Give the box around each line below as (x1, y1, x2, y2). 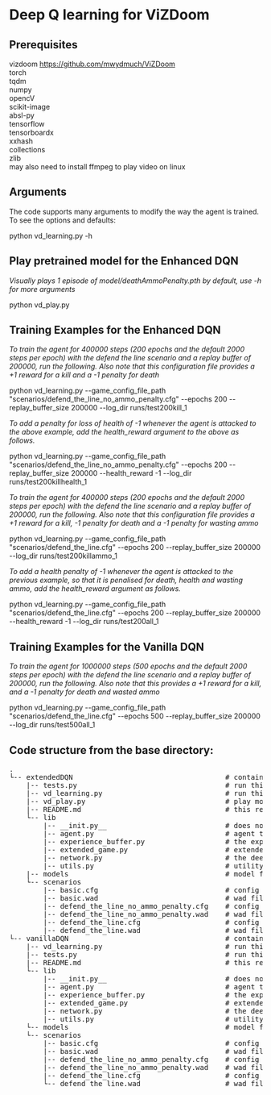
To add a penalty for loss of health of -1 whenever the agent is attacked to (9, 418, 257, 428)
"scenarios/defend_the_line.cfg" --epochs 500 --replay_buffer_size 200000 (9, 711, 261, 721)
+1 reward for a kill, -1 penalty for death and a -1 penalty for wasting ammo (9, 518, 259, 528)
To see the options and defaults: (9, 215, 116, 225)
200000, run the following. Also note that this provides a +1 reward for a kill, (9, 679, 262, 689)
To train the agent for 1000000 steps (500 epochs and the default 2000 (9, 661, 248, 671)
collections (9, 145, 46, 154)
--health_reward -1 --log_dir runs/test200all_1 (9, 617, 159, 627)
